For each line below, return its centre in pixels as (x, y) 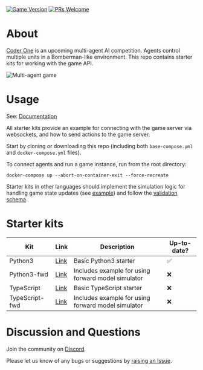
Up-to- (180, 243)
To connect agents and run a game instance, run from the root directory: (96, 164)
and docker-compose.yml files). (44, 152)
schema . (17, 199)
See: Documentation (32, 116)
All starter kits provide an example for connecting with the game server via (99, 128)
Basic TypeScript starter (108, 288)
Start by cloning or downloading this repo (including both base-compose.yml (100, 146)
